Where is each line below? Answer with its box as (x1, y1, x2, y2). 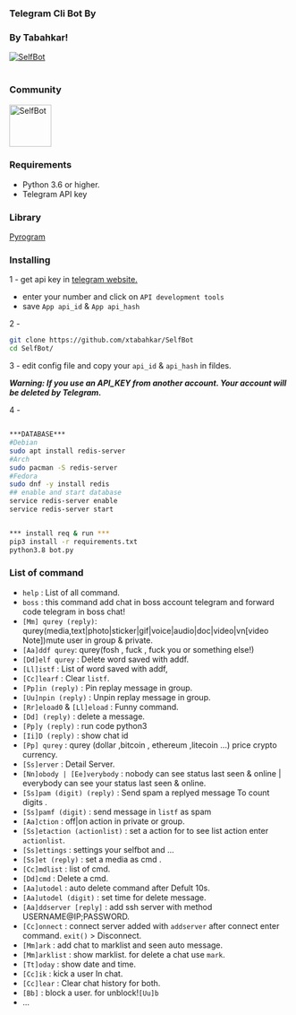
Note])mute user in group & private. (21, 635, 154, 646)
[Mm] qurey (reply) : (21, 615, 97, 626)
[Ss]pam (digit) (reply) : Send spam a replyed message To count (21, 787, 270, 798)
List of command (9, 567, 84, 579)
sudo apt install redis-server (9, 447, 126, 455)
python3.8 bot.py (9, 545, 74, 554)
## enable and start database (9, 488, 123, 498)
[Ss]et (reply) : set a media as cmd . (21, 854, 162, 864)
